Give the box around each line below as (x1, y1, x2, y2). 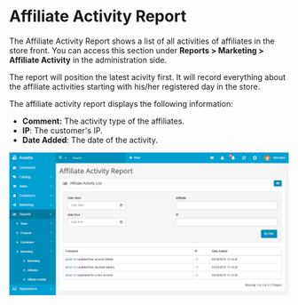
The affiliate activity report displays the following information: (9, 98, 233, 108)
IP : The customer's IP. (21, 124, 104, 135)
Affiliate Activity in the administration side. (9, 54, 167, 65)
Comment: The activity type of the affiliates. (21, 116, 184, 126)
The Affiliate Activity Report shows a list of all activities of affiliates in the (9, 36, 275, 46)
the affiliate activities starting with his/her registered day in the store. (9, 81, 261, 92)
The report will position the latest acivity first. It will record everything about (9, 71, 286, 82)
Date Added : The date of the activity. (21, 134, 158, 145)
